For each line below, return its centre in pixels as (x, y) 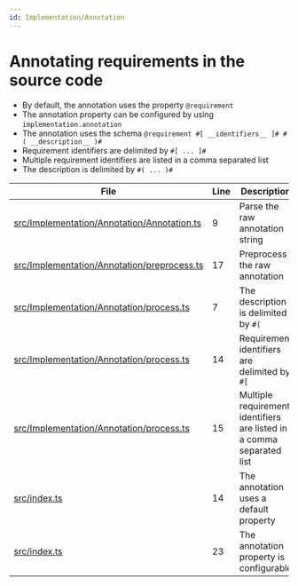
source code (56, 80)
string (251, 239)
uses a (253, 498)
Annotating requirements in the (127, 61)
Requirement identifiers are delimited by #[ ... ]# (114, 150)
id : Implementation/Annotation (67, 17)
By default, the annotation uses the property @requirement (128, 105)
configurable (266, 567)
